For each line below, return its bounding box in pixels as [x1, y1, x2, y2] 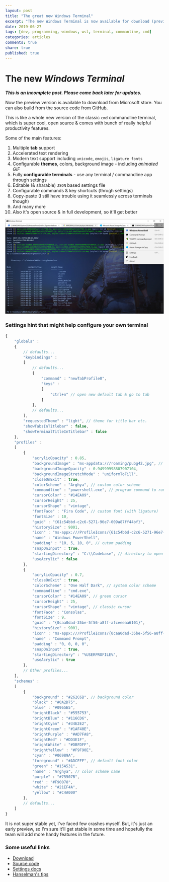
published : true [5, 50, 39, 55]
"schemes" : [14, 679, 39, 684]
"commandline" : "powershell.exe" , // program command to [32, 487, 156, 493]
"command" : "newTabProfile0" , [41, 376, 107, 381]
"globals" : [14, 339, 39, 344]
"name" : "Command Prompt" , [32, 636, 92, 641]
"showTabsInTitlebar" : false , [23, 423, 89, 429]
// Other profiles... [23, 668, 69, 673]
